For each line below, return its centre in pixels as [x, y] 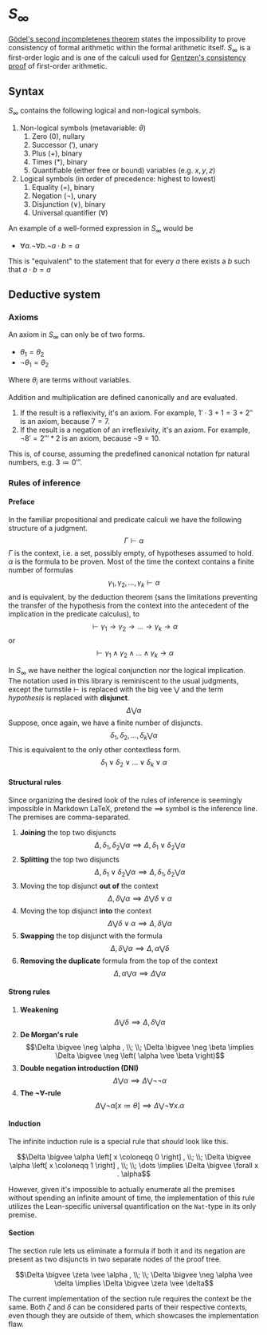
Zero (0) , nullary [58, 136]
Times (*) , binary [59, 161]
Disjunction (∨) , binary [69, 204]
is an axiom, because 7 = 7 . [65, 421]
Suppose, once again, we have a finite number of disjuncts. [106, 723]
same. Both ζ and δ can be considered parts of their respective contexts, [128, 1307]
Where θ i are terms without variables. [70, 380]
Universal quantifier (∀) [70, 212]
